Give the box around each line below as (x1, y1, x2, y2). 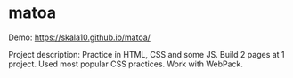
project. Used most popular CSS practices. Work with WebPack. (8, 58, 244, 69)
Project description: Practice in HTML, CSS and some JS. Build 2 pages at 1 (8, 49, 286, 59)
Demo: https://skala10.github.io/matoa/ (8, 32, 151, 43)
